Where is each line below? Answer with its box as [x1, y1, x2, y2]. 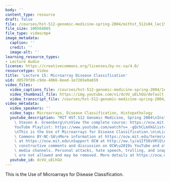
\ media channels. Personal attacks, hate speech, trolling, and [14, 148, 155, 153]
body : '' [5, 7, 24, 13]
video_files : [5, 82, 33, 87]
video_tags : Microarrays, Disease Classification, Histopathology [10, 110, 153, 116]
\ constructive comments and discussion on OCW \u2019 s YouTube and [14, 143, 159, 149]
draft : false [5, 17, 33, 22]
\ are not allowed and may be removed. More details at [14, 153, 135, 158]
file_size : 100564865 [5, 26, 51, 31]
